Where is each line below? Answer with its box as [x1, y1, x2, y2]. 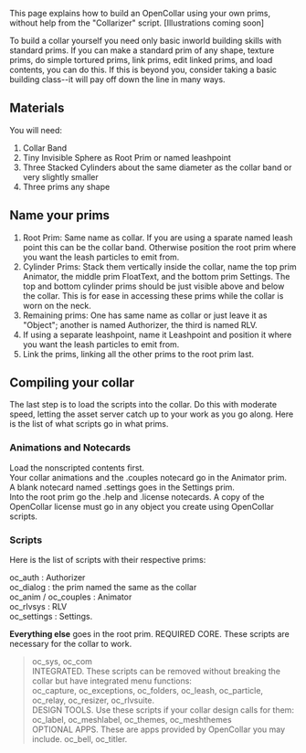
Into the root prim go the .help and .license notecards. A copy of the [9, 491, 265, 502]
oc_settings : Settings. [9, 611, 93, 622]
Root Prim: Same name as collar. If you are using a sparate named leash [22, 232, 293, 243]
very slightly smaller [22, 171, 99, 182]
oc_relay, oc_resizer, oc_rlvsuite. [31, 695, 155, 706]
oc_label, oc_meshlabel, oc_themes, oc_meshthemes [31, 715, 232, 726]
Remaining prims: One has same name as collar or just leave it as [22, 310, 268, 321]
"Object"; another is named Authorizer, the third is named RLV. [22, 319, 258, 330]
